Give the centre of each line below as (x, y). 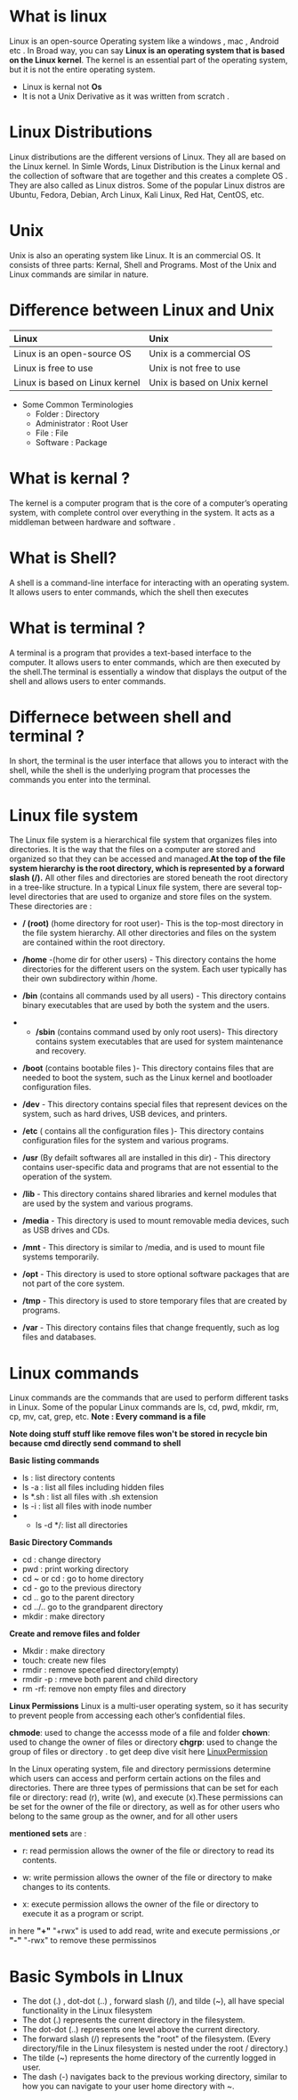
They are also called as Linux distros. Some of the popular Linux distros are (147, 185)
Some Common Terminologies (77, 404)
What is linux (58, 16)
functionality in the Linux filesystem (87, 2011)
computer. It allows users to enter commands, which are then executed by (145, 662)
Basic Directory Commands (61, 1542)
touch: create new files (64, 1660)
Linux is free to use (53, 368)
